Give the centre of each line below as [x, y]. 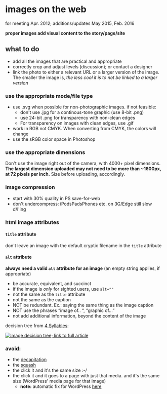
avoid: [13, 348]
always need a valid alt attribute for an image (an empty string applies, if [83, 268]
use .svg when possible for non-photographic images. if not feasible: [85, 107]
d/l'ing [19, 209]
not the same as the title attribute [49, 294]
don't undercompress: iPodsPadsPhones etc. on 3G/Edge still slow [82, 204]
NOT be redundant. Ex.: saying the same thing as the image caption [83, 305]
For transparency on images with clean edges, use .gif [77, 123]
